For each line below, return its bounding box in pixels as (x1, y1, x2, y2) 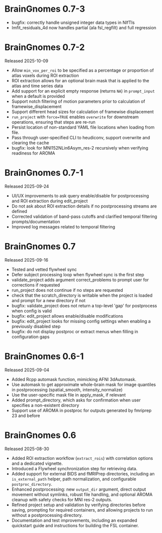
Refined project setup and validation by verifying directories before (11, 502, 146, 508)
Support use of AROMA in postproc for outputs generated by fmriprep (11, 407, 152, 413)
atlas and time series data (11, 83, 64, 89)
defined (11, 208, 28, 214)
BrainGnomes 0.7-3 (4, 3, 85, 15)
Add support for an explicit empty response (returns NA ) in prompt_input (11, 88, 155, 94)
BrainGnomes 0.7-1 (4, 167, 83, 178)
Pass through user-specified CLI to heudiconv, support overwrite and (11, 134, 150, 140)
